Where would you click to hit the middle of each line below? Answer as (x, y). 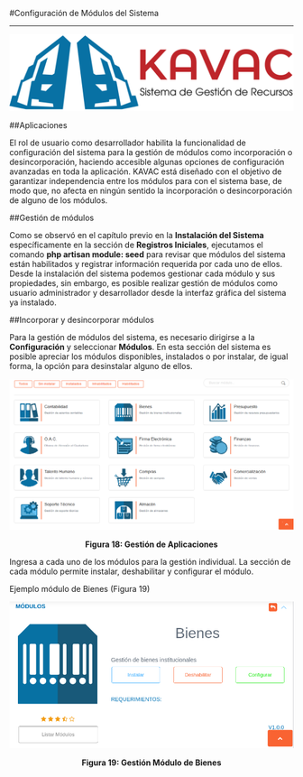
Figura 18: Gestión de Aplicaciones (151, 544)
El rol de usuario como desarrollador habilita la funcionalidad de (128, 143)
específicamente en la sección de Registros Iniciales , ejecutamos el (136, 245)
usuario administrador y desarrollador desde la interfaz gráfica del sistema (148, 292)
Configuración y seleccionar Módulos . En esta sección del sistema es (140, 347)
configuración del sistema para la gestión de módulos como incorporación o (151, 152)
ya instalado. (33, 302)
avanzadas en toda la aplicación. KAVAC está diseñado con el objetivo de (146, 171)
